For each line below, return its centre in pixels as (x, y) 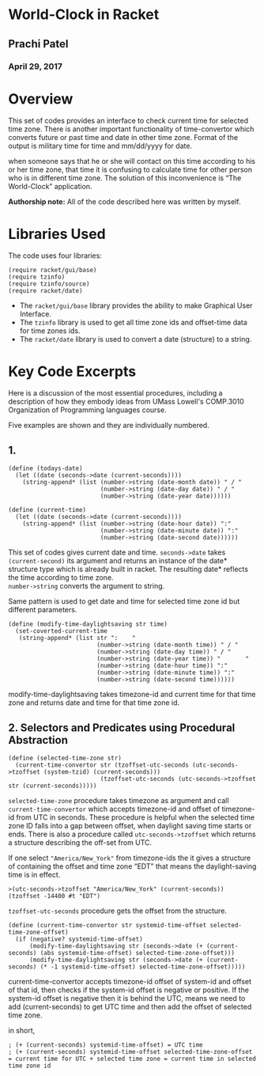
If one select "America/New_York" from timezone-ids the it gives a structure (130, 858)
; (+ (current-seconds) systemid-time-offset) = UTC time (106, 1045)
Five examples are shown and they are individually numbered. (109, 426)
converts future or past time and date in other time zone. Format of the (123, 138)
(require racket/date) (45, 291)
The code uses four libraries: (55, 256)
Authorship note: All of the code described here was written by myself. (124, 202)
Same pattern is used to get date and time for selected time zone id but (124, 601)
